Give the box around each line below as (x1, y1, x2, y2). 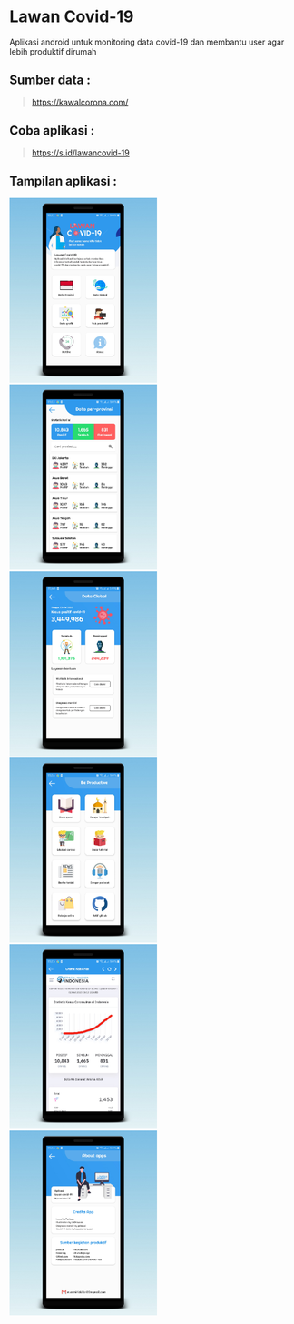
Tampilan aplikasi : (9, 173, 118, 188)
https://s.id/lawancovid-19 (31, 147, 130, 158)
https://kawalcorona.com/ (31, 96, 129, 107)
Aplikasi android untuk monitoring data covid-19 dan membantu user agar (9, 36, 285, 47)
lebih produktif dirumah (9, 45, 97, 56)
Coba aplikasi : (9, 123, 95, 138)
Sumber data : (9, 73, 91, 88)
